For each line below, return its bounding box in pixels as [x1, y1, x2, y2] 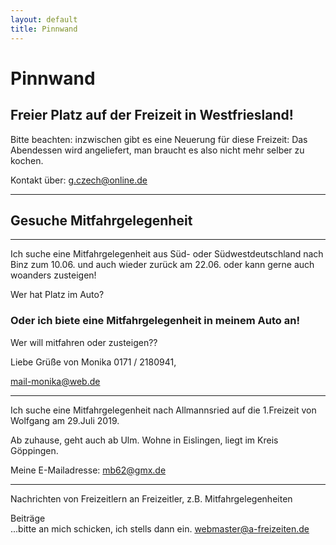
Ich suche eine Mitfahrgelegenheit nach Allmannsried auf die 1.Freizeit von [10, 404, 317, 416]
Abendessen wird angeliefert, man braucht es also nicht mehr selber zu [10, 144, 305, 156]
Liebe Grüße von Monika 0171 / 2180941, [10, 356, 177, 368]
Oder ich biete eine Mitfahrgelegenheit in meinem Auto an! [10, 314, 300, 328]
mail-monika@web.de [10, 375, 101, 387]
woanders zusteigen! [10, 269, 97, 281]
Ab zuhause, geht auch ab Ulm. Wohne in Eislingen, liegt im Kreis [10, 434, 279, 446]
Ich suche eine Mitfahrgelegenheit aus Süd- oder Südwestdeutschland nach [10, 248, 324, 260]
